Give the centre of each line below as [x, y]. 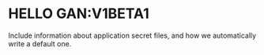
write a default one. [40, 43]
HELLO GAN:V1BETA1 [79, 14]
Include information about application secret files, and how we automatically [132, 35]
